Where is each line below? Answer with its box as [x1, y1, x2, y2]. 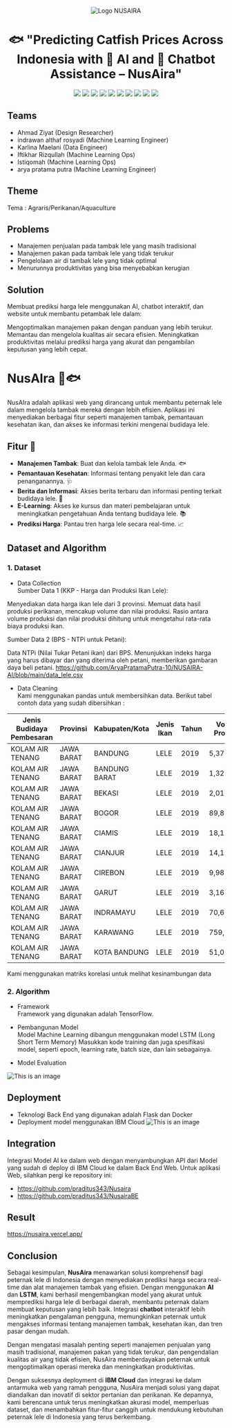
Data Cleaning [17, 684, 58, 692]
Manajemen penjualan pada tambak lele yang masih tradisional [17, 242, 197, 250]
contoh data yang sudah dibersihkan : [17, 699, 125, 707]
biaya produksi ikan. [7, 621, 64, 630]
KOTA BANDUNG [93, 947, 150, 957]
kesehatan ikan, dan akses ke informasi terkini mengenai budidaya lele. [7, 421, 210, 429]
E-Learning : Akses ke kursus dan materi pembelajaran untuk [17, 502, 191, 510]
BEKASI [93, 788, 119, 798]
